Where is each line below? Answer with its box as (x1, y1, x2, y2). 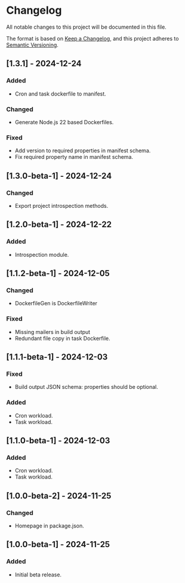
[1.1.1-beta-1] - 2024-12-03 (6, 352, 108, 362)
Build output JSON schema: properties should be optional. (14, 383, 158, 391)
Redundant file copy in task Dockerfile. (14, 335, 110, 342)
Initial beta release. (14, 571, 61, 578)
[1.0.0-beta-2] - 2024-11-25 (6, 490, 112, 501)
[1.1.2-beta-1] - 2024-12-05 (6, 268, 110, 278)
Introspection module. (14, 251, 69, 258)
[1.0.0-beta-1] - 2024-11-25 (6, 539, 110, 550)
